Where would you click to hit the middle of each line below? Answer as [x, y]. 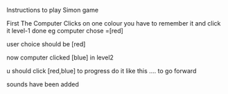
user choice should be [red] [46, 44]
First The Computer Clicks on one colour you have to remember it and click [114, 23]
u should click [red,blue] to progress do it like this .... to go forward [102, 71]
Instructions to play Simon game [52, 10]
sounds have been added [43, 84]
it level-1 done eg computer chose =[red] [65, 31]
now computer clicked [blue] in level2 [60, 57]
